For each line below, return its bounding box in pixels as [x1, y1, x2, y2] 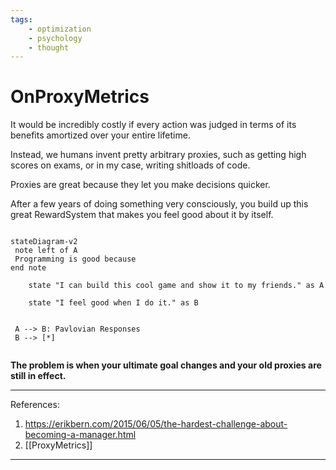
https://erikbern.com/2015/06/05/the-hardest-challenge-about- [24, 418, 288, 430]
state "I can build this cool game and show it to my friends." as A [28, 281, 325, 291]
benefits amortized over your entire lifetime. [10, 129, 191, 141]
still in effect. [10, 370, 67, 382]
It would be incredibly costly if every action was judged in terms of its [10, 119, 297, 131]
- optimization [28, 24, 92, 34]
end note [10, 263, 47, 273]
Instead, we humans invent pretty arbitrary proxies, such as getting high [10, 149, 307, 161]
